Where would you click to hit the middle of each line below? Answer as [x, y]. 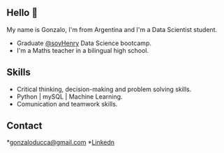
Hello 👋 [22, 13]
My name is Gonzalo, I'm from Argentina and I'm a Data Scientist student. [112, 29]
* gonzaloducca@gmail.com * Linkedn [61, 143]
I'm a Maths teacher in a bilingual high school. [83, 50]
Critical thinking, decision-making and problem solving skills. [104, 89]
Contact [24, 126]
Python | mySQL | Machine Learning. [69, 96]
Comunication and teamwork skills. [67, 104]
